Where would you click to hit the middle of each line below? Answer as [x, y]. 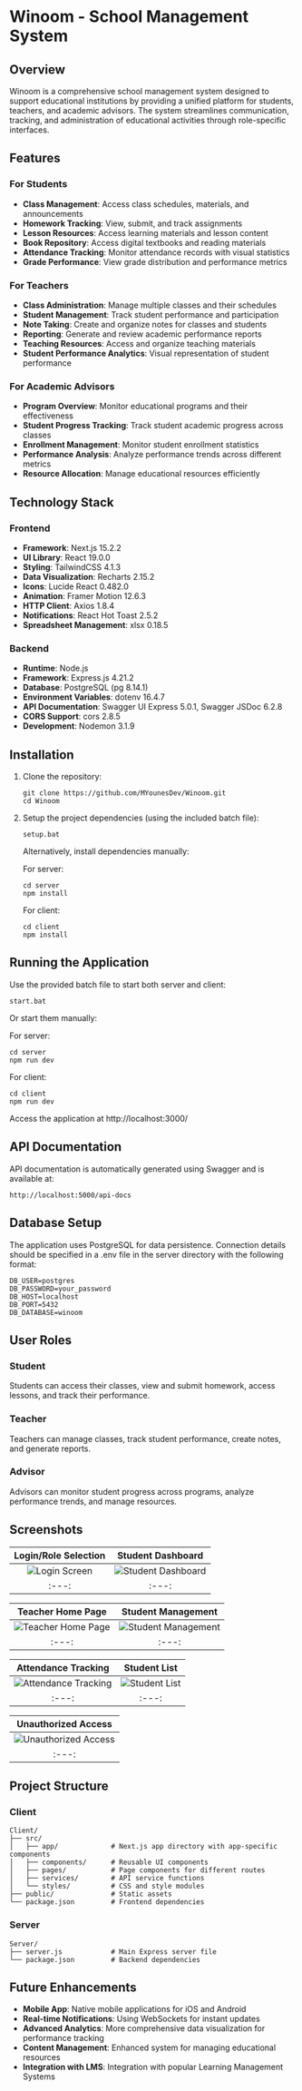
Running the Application [79, 962]
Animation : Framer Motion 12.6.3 [84, 595]
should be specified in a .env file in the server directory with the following [146, 1254]
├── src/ [26, 1839]
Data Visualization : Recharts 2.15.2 [88, 576]
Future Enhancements [73, 1987]
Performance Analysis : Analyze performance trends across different [152, 455]
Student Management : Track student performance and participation [151, 314]
